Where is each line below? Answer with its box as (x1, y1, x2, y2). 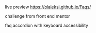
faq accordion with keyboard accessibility (5, 22, 89, 28)
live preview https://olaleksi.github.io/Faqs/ (5, 4, 91, 10)
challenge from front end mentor (5, 13, 70, 19)
